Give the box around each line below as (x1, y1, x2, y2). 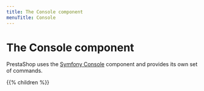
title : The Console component (6, 8, 84, 15)
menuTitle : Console (6, 15, 56, 21)
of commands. (6, 67, 43, 75)
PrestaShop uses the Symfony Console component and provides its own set (6, 61, 198, 68)
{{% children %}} (6, 79, 50, 86)
